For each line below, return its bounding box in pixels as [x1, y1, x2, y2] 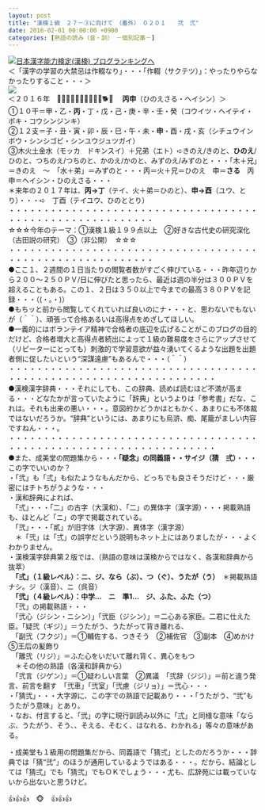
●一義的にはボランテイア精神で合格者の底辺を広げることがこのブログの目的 [8, 324, 257, 334]
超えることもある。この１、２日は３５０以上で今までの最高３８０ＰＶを [8, 285, 244, 294]
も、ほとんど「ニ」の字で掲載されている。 [8, 513, 146, 522]
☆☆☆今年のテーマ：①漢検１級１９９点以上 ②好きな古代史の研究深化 [8, 225, 251, 235]
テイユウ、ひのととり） [72, 196, 150, 205]
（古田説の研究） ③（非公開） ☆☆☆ [8, 235, 137, 245]
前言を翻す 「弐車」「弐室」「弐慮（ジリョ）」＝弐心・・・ [21, 681, 210, 690]
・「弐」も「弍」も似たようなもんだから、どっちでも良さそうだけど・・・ [8, 473, 248, 483]
